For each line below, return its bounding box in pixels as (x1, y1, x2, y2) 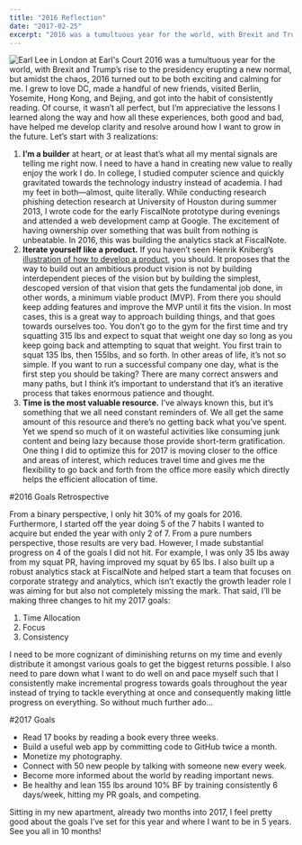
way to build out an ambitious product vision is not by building (22, 263, 253, 275)
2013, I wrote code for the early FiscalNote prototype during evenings (22, 206, 280, 217)
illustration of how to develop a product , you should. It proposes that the (22, 254, 290, 265)
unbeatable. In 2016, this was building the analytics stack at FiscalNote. (22, 235, 288, 246)
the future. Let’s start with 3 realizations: (9, 132, 159, 142)
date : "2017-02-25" (9, 22, 83, 31)
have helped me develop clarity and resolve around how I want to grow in (9, 122, 281, 132)
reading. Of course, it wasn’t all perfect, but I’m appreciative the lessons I (9, 103, 280, 114)
